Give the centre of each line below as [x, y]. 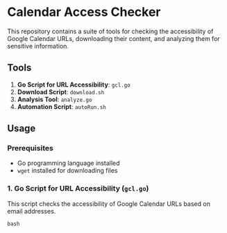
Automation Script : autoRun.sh [61, 106]
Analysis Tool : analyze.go [54, 99]
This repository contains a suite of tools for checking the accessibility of [110, 31]
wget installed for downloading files [67, 171]
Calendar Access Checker [84, 12]
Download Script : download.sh [61, 92]
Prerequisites [30, 148]
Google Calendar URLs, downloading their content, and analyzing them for [113, 38]
